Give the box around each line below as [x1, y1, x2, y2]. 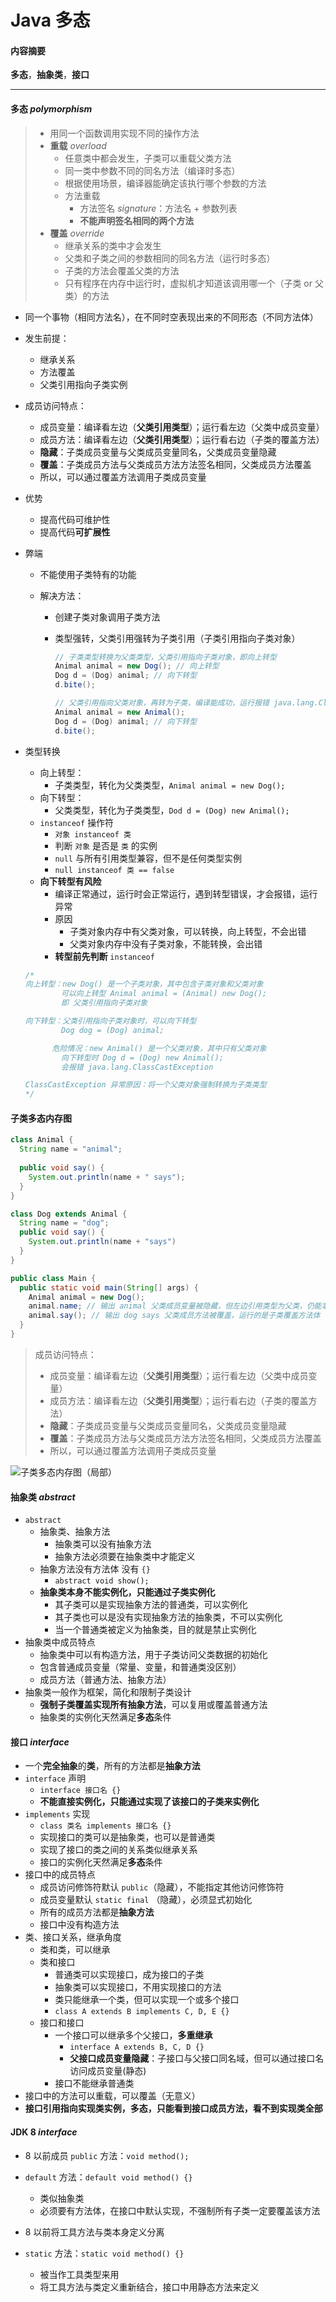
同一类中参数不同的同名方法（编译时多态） [64, 164, 241, 176]
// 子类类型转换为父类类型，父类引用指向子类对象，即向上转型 [54, 652, 277, 662]
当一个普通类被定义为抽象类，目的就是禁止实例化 [54, 1624, 257, 1636]
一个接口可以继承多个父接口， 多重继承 [54, 2029, 213, 2041]
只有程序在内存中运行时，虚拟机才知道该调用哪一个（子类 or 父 [64, 277, 324, 289]
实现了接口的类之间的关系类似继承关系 [39, 1844, 198, 1856]
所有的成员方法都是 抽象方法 [39, 1906, 155, 1918]
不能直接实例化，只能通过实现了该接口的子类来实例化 [39, 1796, 260, 1808]
